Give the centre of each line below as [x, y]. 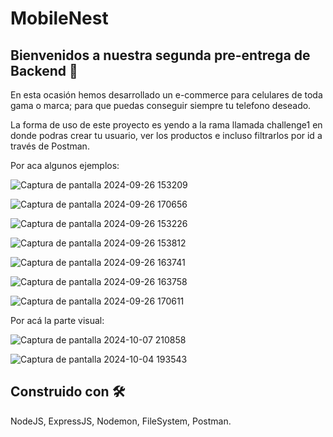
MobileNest [59, 18]
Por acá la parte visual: [57, 320]
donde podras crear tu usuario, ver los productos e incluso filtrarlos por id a [166, 135]
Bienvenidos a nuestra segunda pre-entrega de [160, 55]
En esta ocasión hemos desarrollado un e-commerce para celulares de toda [166, 95]
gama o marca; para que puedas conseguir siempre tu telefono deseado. [161, 105]
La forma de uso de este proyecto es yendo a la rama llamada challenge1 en [166, 125]
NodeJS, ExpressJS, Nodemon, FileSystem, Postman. [121, 421]
